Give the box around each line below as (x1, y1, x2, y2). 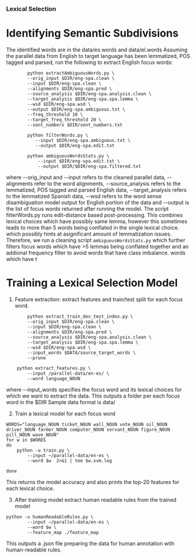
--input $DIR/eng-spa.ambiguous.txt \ (35, 137, 131, 143)
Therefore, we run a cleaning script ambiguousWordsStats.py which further (6, 236, 186, 244)
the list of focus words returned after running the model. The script (6, 205, 169, 212)
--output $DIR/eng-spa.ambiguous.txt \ (27, 106, 126, 112)
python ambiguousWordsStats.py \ (27, 153, 110, 159)
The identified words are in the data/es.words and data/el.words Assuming (6, 46, 188, 53)
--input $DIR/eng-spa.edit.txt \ (37, 158, 120, 164)
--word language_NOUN (27, 375, 81, 382)
